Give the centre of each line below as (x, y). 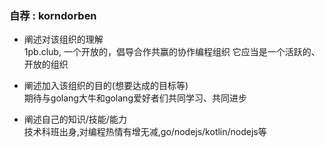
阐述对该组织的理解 (63, 39)
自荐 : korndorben (53, 15)
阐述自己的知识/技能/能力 (75, 119)
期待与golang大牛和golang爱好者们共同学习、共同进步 (135, 98)
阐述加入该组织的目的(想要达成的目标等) (106, 86)
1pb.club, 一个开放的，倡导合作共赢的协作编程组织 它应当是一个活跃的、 (172, 52)
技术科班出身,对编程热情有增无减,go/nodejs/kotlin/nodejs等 (145, 132)
